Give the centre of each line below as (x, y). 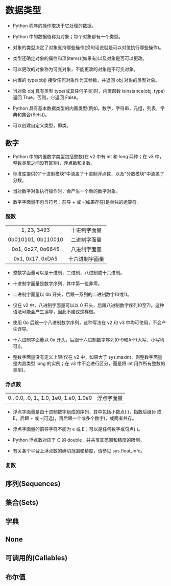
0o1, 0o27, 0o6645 (35, 249)
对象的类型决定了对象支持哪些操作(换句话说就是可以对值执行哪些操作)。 (88, 47)
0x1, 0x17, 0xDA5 (35, 259)
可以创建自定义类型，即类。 (42, 125)
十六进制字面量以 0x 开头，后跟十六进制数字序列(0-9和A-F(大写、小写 (86, 340)
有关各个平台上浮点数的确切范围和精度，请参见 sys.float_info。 (79, 451)
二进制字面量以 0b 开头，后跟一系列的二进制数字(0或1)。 (72, 294)
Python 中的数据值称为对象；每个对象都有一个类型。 (68, 36)
